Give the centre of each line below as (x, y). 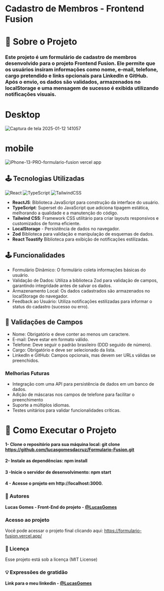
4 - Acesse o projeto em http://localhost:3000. (54, 484)
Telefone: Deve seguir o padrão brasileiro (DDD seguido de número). (82, 345)
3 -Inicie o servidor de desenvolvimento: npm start (58, 472)
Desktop (23, 115)
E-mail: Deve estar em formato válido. (50, 339)
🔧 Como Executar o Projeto (61, 430)
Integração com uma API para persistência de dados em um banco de (83, 384)
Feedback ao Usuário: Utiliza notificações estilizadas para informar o (82, 301)
